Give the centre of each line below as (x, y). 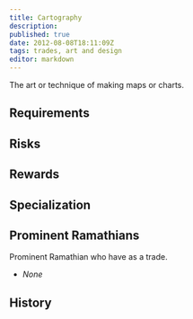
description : (34, 26)
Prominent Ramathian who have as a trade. (88, 257)
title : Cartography (46, 18)
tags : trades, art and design (66, 51)
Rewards (35, 175)
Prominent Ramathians (75, 235)
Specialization (50, 204)
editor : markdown (42, 59)
